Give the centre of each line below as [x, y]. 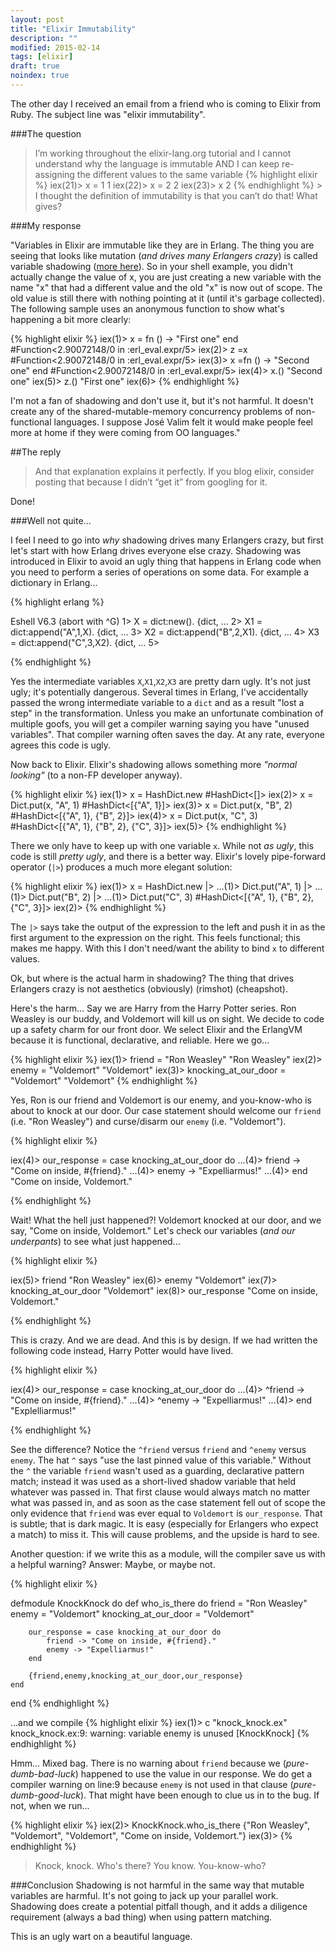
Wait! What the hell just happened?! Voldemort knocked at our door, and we [166, 1220]
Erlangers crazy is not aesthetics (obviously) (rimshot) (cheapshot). [149, 988]
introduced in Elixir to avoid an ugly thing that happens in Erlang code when [166, 561]
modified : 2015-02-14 [55, 47]
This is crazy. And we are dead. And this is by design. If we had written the [164, 1340]
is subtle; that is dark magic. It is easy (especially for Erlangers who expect [164, 1523]
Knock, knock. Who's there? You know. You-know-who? [150, 1865]
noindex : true [40, 76]
